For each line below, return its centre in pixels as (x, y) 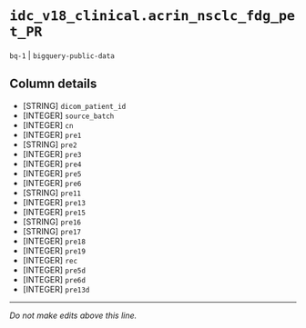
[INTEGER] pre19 (54, 250)
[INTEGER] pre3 (52, 154)
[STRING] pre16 (52, 222)
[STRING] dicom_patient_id (74, 105)
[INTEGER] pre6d (54, 279)
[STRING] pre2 (50, 144)
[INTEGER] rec (50, 260)
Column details (53, 84)
